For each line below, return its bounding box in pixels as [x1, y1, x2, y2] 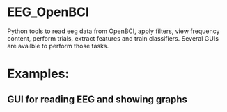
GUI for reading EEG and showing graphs [7, 93, 188, 105]
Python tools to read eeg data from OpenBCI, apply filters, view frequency [7, 27, 220, 35]
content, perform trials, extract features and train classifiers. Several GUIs [7, 34, 219, 42]
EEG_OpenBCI [7, 4, 89, 20]
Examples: [7, 66, 70, 82]
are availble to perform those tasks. [7, 41, 109, 50]
